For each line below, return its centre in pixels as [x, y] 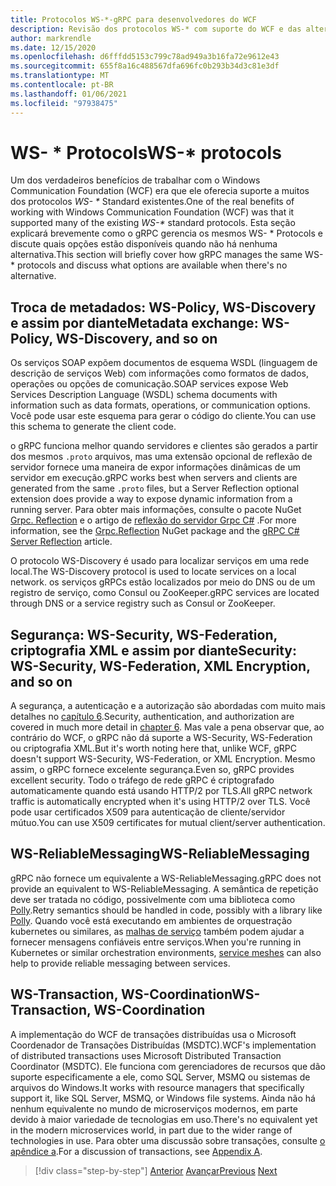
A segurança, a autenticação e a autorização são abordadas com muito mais [168, 706]
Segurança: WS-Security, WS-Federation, [144, 634]
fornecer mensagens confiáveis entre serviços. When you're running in [156, 942]
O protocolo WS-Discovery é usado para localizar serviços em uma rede [160, 561]
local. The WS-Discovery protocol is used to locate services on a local [153, 572]
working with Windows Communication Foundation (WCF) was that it [152, 212]
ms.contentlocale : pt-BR [62, 85]
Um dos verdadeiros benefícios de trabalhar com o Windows [135, 180]
